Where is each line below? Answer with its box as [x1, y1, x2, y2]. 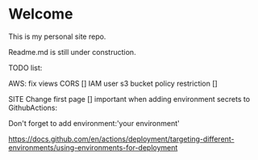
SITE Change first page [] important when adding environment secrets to [8, 94, 251, 103]
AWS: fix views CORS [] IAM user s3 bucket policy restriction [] [8, 78, 218, 88]
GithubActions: [8, 103, 58, 112]
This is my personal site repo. [8, 32, 106, 41]
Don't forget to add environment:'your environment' [8, 118, 180, 128]
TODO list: [8, 62, 43, 73]
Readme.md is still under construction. [8, 47, 136, 57]
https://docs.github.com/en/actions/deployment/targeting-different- [8, 134, 235, 144]
